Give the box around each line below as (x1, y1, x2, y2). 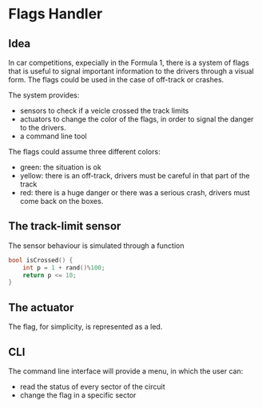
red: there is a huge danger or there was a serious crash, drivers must (19, 188, 250, 197)
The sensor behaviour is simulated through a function (8, 241, 185, 250)
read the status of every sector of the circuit (19, 382, 165, 391)
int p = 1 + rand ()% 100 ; (22, 263, 105, 272)
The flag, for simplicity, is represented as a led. (8, 322, 163, 332)
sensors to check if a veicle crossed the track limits (19, 106, 189, 115)
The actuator (8, 301, 74, 314)
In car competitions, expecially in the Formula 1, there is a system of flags (8, 58, 250, 67)
